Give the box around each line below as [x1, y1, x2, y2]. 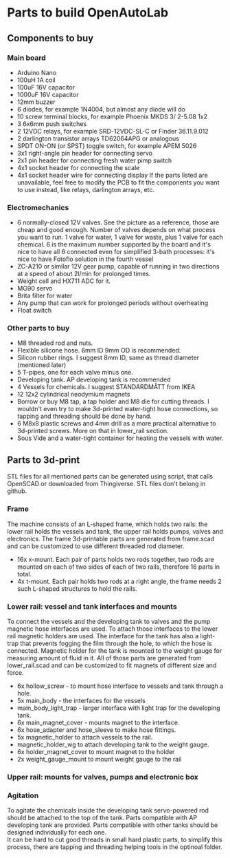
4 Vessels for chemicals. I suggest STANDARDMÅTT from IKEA [16, 383, 196, 391]
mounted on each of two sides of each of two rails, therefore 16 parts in [16, 563, 220, 571]
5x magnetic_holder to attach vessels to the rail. [16, 733, 153, 741]
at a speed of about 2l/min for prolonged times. [16, 270, 151, 278]
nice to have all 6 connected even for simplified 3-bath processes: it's [16, 248, 215, 256]
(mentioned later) [16, 361, 67, 369]
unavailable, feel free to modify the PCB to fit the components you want [16, 178, 220, 187]
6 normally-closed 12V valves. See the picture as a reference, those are [16, 218, 220, 227]
